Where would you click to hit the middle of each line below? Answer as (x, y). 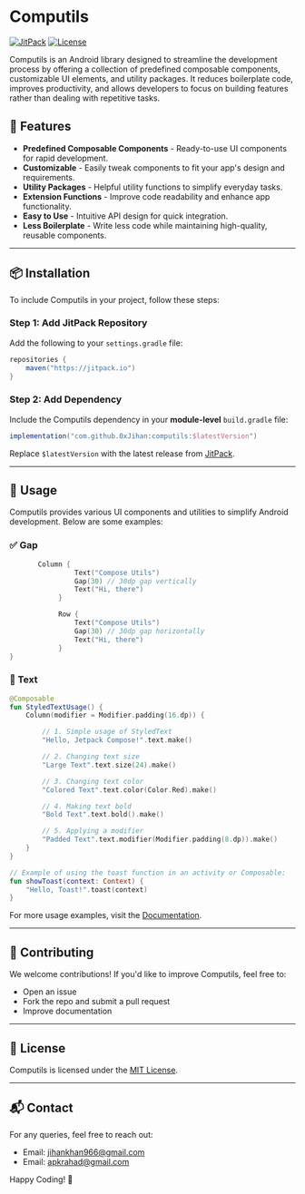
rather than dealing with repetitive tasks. (85, 98)
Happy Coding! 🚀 (41, 1179)
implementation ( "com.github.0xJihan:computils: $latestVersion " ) (133, 436)
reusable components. (64, 235)
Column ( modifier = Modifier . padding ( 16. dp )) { (115, 715)
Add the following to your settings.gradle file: (96, 343)
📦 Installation (50, 274)
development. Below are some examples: (86, 522)
